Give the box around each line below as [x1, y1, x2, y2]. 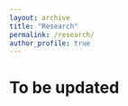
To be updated [9, 78, 120, 98]
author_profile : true [9, 38, 91, 48]
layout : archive [9, 13, 70, 23]
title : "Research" [9, 22, 78, 31]
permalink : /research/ [9, 30, 95, 39]
